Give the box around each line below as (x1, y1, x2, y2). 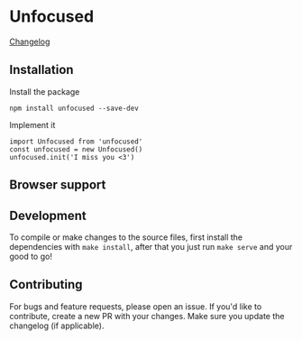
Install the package (9, 86, 80, 96)
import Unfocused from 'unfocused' (9, 137, 143, 146)
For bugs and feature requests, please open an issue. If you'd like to (9, 300, 262, 312)
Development (9, 207, 87, 223)
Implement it (9, 119, 56, 130)
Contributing (9, 277, 83, 292)
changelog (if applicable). (9, 320, 105, 331)
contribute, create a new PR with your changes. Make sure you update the (9, 310, 285, 321)
